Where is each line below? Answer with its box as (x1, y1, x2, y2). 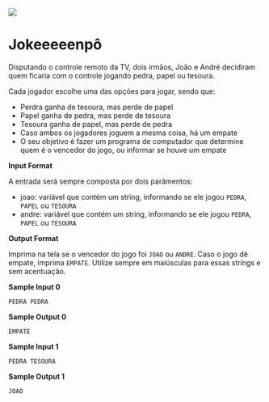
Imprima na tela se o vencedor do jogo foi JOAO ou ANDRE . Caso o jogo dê (8, 249, 249, 259)
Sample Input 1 (8, 341, 59, 351)
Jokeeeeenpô (8, 36, 103, 54)
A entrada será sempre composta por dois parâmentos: (8, 176, 193, 186)
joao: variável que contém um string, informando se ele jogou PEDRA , (19, 192, 247, 201)
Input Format (8, 160, 53, 170)
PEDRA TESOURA (8, 357, 57, 366)
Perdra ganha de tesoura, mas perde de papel (19, 102, 174, 112)
